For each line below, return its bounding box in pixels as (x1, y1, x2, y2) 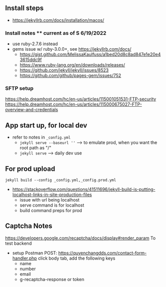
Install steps (5, 4, 44, 12)
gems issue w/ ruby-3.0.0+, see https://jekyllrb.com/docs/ (12, 46, 132, 52)
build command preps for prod (19, 208, 82, 214)
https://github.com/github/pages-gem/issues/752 (19, 72, 121, 78)
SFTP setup (5, 85, 34, 92)
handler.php (12, 255, 37, 261)
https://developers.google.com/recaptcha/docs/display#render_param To (5, 235, 156, 241)
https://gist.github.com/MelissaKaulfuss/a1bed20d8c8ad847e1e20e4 (19, 52, 161, 58)
